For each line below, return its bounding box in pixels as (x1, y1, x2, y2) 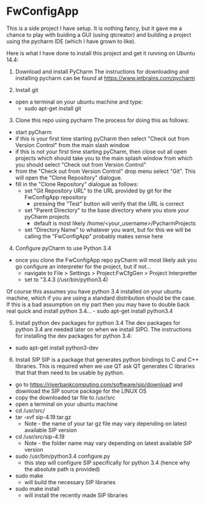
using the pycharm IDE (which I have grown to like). (6, 37, 136, 45)
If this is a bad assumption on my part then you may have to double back (6, 300, 190, 308)
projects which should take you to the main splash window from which (15, 154, 193, 162)
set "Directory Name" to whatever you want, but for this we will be (24, 226, 192, 234)
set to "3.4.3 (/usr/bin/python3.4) (24, 276, 108, 283)
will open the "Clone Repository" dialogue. (15, 173, 122, 181)
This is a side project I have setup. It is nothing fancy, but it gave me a (6, 25, 182, 32)
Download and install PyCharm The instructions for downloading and (15, 67, 189, 75)
